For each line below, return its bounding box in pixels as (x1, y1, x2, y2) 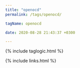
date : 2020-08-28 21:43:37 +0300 (5, 30, 75, 35)
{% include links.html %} (5, 58, 56, 64)
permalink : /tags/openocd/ (5, 12, 62, 17)
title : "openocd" (5, 7, 42, 12)
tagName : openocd (5, 21, 42, 26)
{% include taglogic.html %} (5, 48, 64, 54)
